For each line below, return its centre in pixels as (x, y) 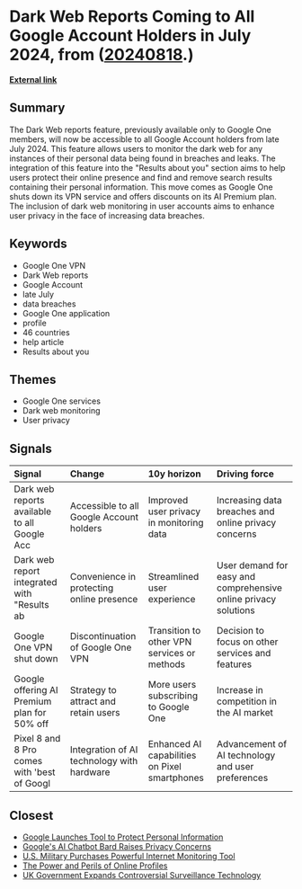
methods (167, 664)
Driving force (245, 474)
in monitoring (176, 523)
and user (235, 767)
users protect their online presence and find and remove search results (141, 177)
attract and (93, 701)
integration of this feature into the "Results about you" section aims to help (147, 167)
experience (172, 600)
